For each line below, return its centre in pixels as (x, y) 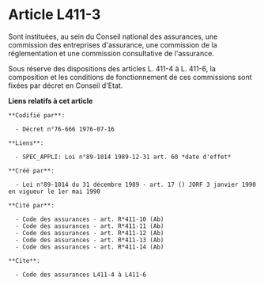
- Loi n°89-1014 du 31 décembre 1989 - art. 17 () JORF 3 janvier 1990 (136, 184)
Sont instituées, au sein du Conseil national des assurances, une (113, 36)
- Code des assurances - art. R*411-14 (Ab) (90, 247)
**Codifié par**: (37, 115)
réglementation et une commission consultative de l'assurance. (111, 53)
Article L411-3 (55, 15)
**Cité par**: (32, 205)
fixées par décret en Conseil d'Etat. (66, 85)
